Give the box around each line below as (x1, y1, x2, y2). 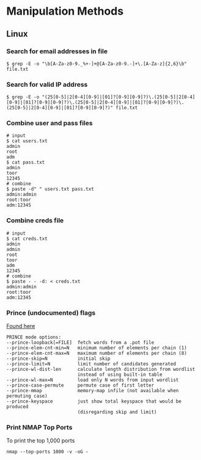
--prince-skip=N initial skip (6, 356, 111, 362)
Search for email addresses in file (6, 47, 108, 56)
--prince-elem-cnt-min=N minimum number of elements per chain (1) (6, 345, 188, 351)
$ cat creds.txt (6, 235, 48, 242)
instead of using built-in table (77, 371, 163, 378)
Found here (6, 323, 35, 330)
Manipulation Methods (6, 4, 124, 18)
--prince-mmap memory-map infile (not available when (6, 388, 179, 394)
